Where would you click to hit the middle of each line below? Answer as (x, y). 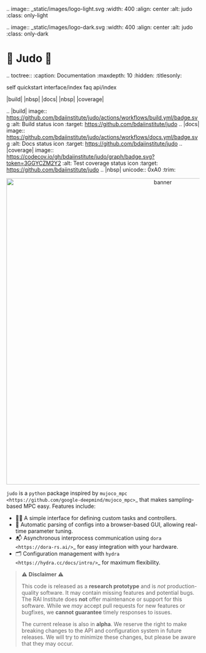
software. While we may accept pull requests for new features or (103, 605)
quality (30, 592)
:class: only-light (27, 15)
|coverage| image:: (30, 150)
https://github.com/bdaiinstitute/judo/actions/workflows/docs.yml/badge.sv (102, 137)
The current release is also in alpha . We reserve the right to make (104, 624)
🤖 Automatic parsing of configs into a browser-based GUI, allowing (100, 524)
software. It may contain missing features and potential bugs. (117, 592)
